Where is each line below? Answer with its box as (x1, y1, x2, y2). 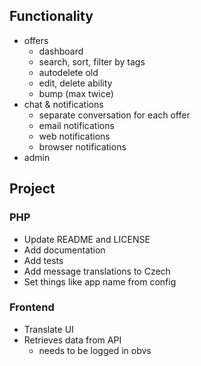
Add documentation (23, 244, 106, 256)
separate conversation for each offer (38, 109, 191, 121)
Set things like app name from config (23, 275, 177, 288)
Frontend (9, 300, 55, 314)
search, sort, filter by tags (38, 55, 146, 68)
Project (9, 180, 56, 198)
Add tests (23, 254, 64, 266)
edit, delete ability (38, 77, 113, 89)
